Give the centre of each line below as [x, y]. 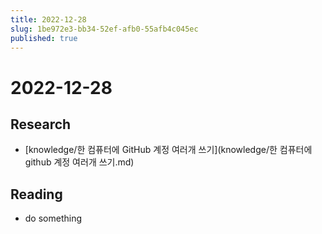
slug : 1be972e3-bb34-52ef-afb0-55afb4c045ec [104, 29]
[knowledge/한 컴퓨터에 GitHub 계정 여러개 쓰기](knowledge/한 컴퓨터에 [168, 150]
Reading [36, 194]
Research [41, 124]
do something [53, 218]
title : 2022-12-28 [48, 19]
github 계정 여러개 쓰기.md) [79, 162]
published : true [44, 38]
